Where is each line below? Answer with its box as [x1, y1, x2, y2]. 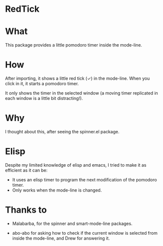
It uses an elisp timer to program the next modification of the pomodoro [12, 176, 157, 182]
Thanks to [5, 204, 47, 216]
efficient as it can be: [5, 167, 48, 173]
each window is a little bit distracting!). [5, 96, 83, 101]
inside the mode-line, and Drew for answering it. [12, 235, 110, 241]
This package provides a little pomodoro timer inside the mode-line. [5, 42, 142, 48]
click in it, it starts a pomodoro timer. [5, 81, 79, 87]
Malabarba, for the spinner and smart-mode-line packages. [12, 221, 133, 226]
